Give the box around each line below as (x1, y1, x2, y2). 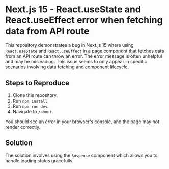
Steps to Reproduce (5, 79, 70, 87)
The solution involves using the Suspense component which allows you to (5, 152, 158, 158)
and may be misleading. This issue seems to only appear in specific (5, 58, 148, 64)
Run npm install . (12, 98, 49, 104)
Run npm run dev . (12, 103, 49, 109)
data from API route (5, 26, 90, 37)
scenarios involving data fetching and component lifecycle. (5, 64, 129, 70)
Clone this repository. (12, 92, 58, 98)
